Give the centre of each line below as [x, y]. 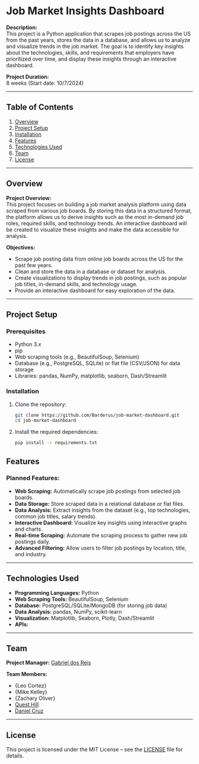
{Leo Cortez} [31, 686]
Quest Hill [27, 705]
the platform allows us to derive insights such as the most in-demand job [95, 217]
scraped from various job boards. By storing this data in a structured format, [99, 210]
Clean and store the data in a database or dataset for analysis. [91, 271]
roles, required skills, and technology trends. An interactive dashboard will [97, 223]
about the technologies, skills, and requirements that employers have [90, 52]
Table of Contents [40, 107]
